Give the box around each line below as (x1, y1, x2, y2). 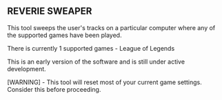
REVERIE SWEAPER (7, 5, 92, 17)
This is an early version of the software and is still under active (7, 58, 185, 66)
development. (7, 64, 46, 73)
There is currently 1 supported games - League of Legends (7, 44, 175, 52)
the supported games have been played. (7, 31, 122, 39)
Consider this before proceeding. (7, 85, 101, 93)
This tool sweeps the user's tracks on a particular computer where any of (7, 23, 216, 32)
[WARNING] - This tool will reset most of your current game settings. (7, 78, 202, 86)
